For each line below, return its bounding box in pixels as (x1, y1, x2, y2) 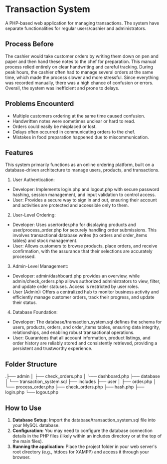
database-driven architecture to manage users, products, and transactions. (5, 167, 160, 173)
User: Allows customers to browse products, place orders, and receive (12, 243, 158, 249)
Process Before (5, 40, 54, 48)
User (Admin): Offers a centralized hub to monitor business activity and (12, 289, 159, 295)
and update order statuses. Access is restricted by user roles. (12, 283, 140, 289)
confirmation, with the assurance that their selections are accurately (12, 248, 153, 254)
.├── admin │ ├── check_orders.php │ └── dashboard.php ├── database (5, 373, 161, 379)
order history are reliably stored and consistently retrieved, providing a (12, 340, 158, 346)
